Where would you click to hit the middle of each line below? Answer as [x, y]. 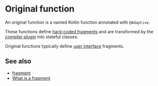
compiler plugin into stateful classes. [42, 37]
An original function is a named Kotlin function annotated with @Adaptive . [78, 22]
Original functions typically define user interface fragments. [65, 46]
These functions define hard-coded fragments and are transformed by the [79, 31]
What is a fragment [31, 78]
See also [18, 61]
